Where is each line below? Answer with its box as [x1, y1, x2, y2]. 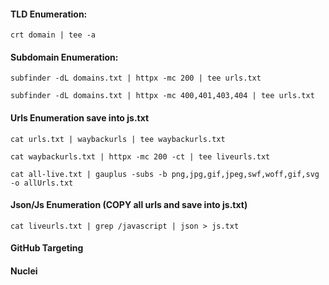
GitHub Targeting [10, 242, 84, 254]
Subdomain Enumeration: [10, 51, 119, 63]
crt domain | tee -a [10, 30, 97, 40]
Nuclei [10, 265, 38, 277]
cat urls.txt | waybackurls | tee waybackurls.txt [10, 134, 226, 144]
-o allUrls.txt [10, 178, 74, 188]
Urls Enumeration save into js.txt [10, 112, 150, 124]
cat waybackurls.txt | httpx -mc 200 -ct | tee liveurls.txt [10, 151, 271, 162]
